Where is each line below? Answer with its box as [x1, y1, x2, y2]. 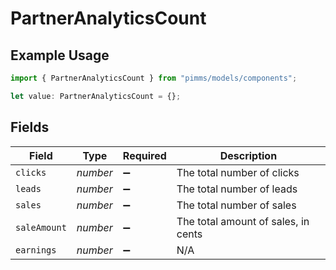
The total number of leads [176, 182, 298, 196]
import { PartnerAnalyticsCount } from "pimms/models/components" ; [10, 73, 298, 83]
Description [219, 148, 278, 162]
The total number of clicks [176, 165, 300, 179]
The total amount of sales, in [176, 214, 310, 228]
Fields [10, 119, 50, 136]
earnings [15, 244, 57, 256]
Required [122, 148, 167, 162]
